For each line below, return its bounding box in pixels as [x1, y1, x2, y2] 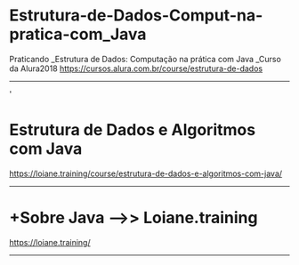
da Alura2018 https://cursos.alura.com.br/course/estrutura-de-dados [9, 63, 263, 74]
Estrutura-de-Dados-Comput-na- [9, 5, 263, 26]
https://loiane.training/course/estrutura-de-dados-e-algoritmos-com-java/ [9, 168, 283, 179]
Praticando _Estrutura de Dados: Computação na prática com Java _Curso [9, 53, 282, 64]
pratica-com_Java [9, 24, 147, 44]
